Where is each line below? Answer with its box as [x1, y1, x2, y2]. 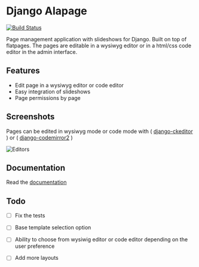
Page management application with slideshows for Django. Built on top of [6, 35, 187, 43]
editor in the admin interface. [6, 48, 78, 55]
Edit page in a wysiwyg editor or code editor [14, 81, 124, 89]
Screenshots [6, 112, 55, 122]
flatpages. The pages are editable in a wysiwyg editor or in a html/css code [6, 42, 192, 49]
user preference [14, 242, 55, 250]
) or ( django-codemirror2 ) [6, 133, 73, 141]
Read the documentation [6, 178, 67, 186]
